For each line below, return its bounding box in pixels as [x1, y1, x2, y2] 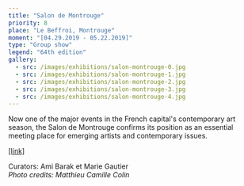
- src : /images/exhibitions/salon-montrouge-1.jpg [15, 70, 186, 78]
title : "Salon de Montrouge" [8, 11, 105, 20]
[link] [8, 146, 25, 156]
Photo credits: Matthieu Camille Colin [8, 170, 130, 180]
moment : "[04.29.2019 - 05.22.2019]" [8, 33, 133, 42]
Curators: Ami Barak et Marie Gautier [8, 161, 129, 171]
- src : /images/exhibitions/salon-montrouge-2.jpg [15, 78, 186, 85]
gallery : [8, 56, 37, 64]
